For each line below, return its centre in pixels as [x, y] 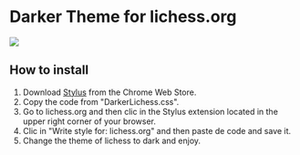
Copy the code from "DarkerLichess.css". [101, 101]
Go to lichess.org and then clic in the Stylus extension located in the [150, 111]
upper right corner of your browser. [89, 121]
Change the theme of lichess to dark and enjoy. [112, 140]
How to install [49, 70]
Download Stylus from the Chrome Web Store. [109, 92]
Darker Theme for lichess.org [123, 17]
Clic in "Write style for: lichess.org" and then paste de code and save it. [157, 130]
